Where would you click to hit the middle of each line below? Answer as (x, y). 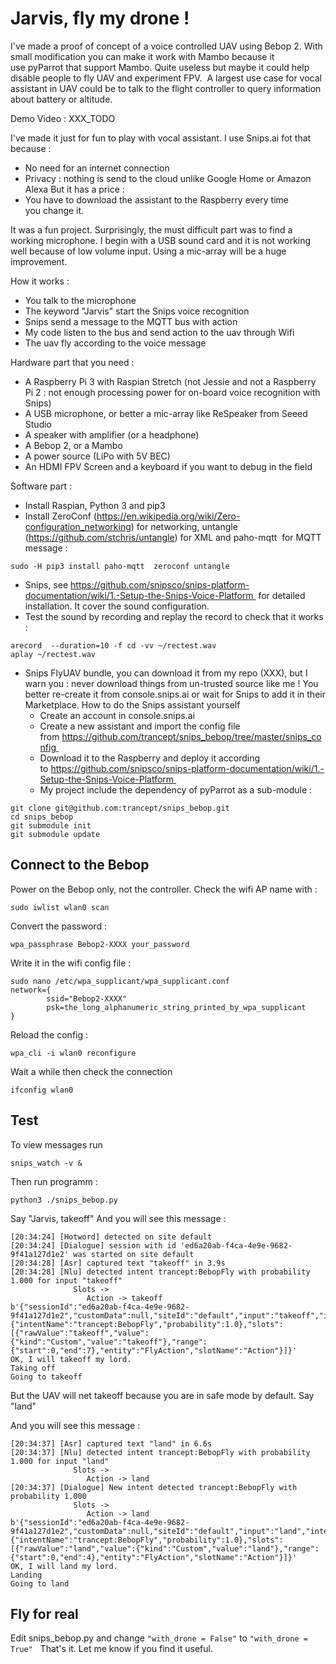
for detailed (282, 595)
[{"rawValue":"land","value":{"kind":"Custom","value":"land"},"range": (165, 1548)
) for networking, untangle (184, 526)
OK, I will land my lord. (64, 1566)
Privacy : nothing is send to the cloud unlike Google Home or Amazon (168, 178)
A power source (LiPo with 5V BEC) (97, 456)
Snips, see (46, 584)
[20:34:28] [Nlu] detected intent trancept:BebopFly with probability (160, 1272)
